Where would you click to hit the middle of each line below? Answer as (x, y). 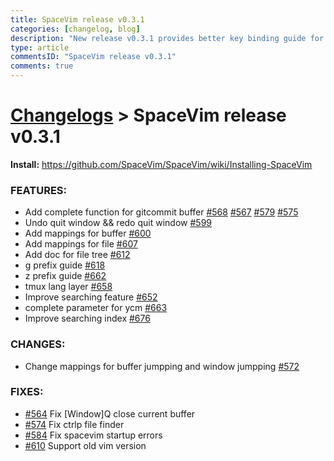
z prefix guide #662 (65, 276)
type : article (40, 47)
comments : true (42, 66)
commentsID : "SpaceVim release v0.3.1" (93, 57)
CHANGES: (38, 344)
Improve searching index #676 (87, 318)
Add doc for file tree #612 (77, 255)
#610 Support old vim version (85, 445)
